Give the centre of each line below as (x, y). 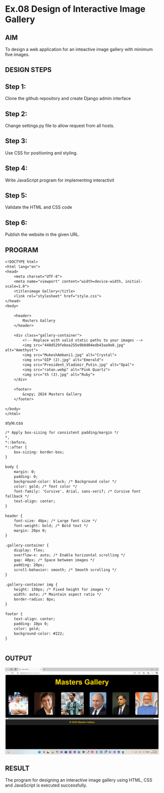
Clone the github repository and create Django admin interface (68, 99)
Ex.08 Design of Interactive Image (75, 9)
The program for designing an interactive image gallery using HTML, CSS (79, 780)
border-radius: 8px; (35, 599)
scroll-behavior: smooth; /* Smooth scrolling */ (65, 570)
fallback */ (17, 496)
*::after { (16, 447)
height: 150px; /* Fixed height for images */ (62, 589)
